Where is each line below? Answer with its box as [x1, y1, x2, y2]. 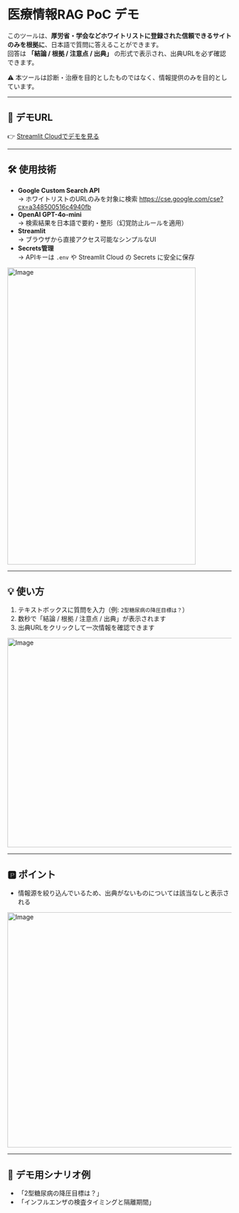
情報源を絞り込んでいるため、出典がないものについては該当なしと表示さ [17, 889, 230, 897]
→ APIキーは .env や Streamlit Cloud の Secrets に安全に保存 [17, 253, 196, 261]
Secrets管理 [17, 243, 55, 253]
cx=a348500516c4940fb [17, 202, 92, 211]
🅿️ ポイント [7, 869, 56, 881]
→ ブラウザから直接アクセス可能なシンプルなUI [17, 235, 156, 243]
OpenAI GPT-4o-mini [17, 210, 82, 218]
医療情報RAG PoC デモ [7, 6, 140, 23]
